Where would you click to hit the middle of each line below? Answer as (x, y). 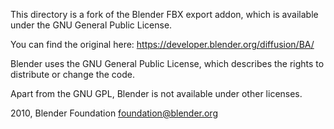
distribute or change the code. (72, 74)
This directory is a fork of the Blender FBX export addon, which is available (164, 14)
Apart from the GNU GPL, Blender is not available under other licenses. (156, 93)
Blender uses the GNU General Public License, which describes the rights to (167, 63)
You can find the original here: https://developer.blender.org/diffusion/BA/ (162, 44)
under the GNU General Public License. (91, 25)
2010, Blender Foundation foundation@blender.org (114, 113)
